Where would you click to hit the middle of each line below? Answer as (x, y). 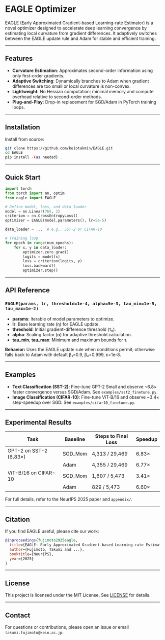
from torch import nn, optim (35, 193)
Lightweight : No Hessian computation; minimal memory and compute (83, 91)
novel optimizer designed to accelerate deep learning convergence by (76, 28)
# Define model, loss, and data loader (46, 207)
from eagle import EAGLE (30, 198)
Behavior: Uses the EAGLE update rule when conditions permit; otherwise (80, 349)
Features (19, 58)
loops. (18, 107)
